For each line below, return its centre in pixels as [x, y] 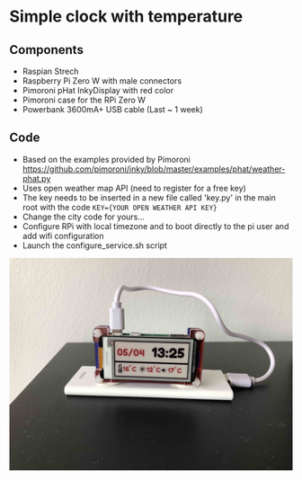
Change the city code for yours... [84, 217]
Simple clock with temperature [126, 17]
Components [46, 50]
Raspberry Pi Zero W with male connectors [102, 81]
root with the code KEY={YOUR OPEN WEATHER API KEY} [120, 207]
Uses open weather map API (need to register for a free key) [134, 188]
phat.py [36, 178]
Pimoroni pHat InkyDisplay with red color [98, 90]
